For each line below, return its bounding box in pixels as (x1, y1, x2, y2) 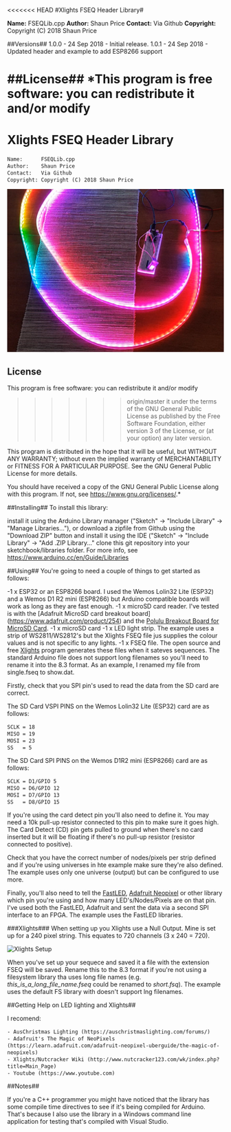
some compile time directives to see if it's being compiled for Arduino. (7, 1102, 206, 1111)
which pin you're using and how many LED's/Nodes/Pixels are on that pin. (7, 896, 217, 904)
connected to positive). (7, 840, 73, 848)
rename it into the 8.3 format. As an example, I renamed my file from (7, 660, 201, 668)
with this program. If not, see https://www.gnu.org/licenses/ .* (7, 490, 181, 498)
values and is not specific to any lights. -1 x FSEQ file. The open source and (7, 638, 221, 647)
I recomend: (7, 1014, 41, 1022)
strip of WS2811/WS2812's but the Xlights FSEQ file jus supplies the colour (7, 631, 218, 639)
